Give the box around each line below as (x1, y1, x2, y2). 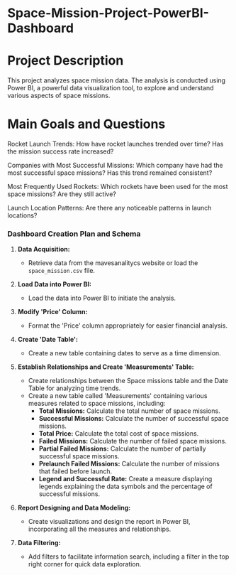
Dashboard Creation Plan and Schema (7, 229, 141, 239)
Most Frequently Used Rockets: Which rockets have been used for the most (7, 183, 228, 191)
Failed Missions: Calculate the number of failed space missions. (38, 437, 227, 446)
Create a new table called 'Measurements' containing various (28, 392, 208, 400)
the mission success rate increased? (7, 147, 114, 156)
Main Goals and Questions (7, 116, 166, 132)
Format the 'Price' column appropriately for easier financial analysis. (28, 321, 228, 330)
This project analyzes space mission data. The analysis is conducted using (7, 76, 225, 85)
